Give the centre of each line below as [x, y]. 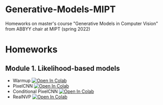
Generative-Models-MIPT [60, 9]
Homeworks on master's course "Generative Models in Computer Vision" [82, 23]
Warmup [22, 81]
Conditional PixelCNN [35, 91]
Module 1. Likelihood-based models [63, 68]
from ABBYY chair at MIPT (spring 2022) [48, 29]
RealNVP [22, 97]
